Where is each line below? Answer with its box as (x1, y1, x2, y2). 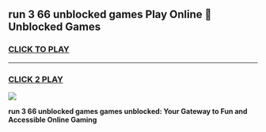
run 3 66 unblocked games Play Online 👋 (8, 8, 212, 21)
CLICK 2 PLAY (8, 74, 63, 85)
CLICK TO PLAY (8, 44, 70, 55)
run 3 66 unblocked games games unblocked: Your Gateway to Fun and (8, 106, 248, 115)
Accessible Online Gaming (8, 115, 97, 124)
